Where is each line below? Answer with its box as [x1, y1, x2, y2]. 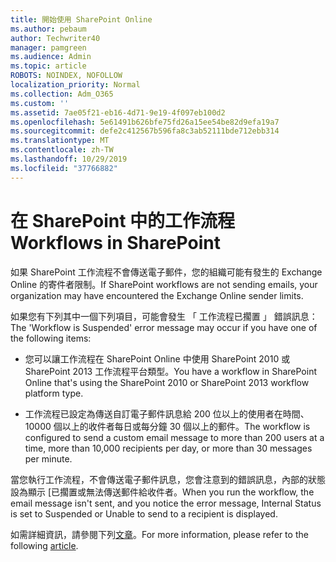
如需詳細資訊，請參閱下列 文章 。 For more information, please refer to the [10, 528, 309, 540]
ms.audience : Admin [10, 52, 92, 62]
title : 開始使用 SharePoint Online [10, 14, 153, 25]
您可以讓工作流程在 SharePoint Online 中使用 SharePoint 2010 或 [24, 352, 291, 365]
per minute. [24, 452, 73, 465]
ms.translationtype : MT [10, 136, 110, 146]
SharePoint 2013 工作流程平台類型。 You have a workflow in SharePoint [24, 365, 317, 377]
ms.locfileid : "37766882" [10, 163, 118, 173]
